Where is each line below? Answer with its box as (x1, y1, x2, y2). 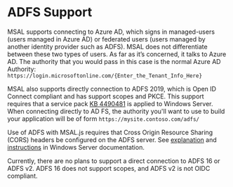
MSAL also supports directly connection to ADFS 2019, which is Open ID (7, 84, 216, 93)
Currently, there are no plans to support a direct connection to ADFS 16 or (7, 156, 220, 165)
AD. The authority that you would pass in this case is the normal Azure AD (7, 57, 221, 65)
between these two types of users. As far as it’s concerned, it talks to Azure (7, 50, 227, 58)
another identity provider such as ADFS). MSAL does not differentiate (7, 42, 208, 51)
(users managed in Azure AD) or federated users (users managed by (7, 34, 206, 43)
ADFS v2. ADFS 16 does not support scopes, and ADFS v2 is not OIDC (7, 164, 211, 172)
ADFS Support (7, 4, 93, 20)
